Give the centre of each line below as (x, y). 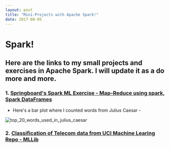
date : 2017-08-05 (24, 19)
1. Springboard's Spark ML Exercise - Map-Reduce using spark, (85, 93)
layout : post (19, 10)
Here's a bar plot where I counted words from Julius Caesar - (77, 110)
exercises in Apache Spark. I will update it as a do (85, 70)
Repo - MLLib (22, 139)
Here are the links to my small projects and (74, 63)
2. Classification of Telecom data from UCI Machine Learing (80, 133)
